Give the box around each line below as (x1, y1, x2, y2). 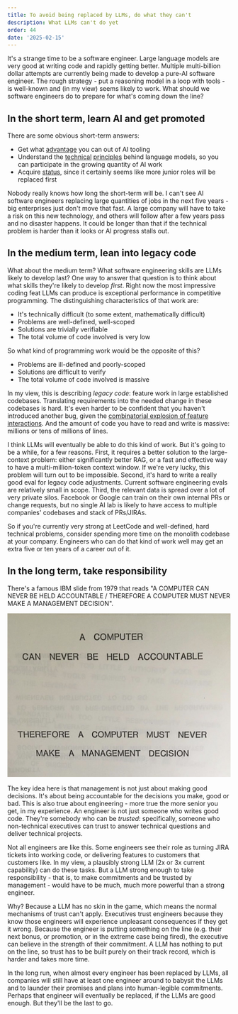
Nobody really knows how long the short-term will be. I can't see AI (7, 189, 204, 198)
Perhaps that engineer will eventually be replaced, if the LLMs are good (7, 991, 216, 1000)
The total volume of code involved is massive (17, 375, 150, 383)
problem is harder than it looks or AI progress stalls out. (7, 227, 169, 236)
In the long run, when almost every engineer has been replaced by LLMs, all (7, 969, 229, 977)
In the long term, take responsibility (7, 565, 168, 578)
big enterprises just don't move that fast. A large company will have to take (7, 204, 226, 213)
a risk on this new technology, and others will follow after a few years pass (7, 211, 225, 220)
